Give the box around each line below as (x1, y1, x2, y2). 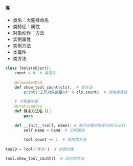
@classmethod (14, 80, 42, 85)
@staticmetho (14, 104, 42, 109)
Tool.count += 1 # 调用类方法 (24, 137, 86, 142)
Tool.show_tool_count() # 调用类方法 (5, 156, 84, 161)
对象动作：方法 (12, 30, 45, 36)
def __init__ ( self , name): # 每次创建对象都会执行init (14, 123, 126, 128)
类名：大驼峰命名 (12, 17, 49, 23)
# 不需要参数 (14, 99, 38, 105)
